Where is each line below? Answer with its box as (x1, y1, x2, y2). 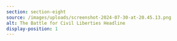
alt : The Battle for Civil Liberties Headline (6, 20, 126, 26)
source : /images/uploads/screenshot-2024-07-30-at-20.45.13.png (6, 14, 172, 20)
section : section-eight (6, 8, 66, 15)
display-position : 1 (6, 25, 59, 32)
